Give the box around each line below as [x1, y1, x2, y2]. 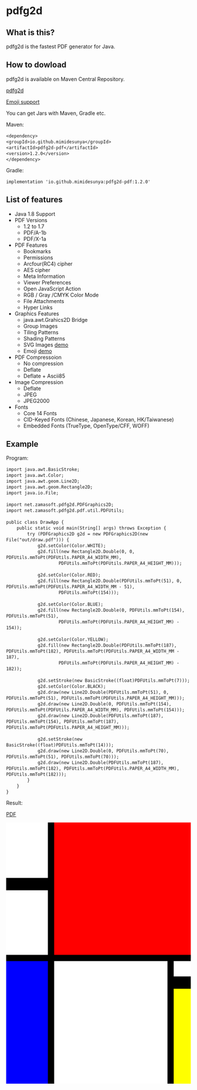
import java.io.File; [6, 490, 59, 496]
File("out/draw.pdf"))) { [6, 537, 69, 543]
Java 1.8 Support [14, 210, 56, 218]
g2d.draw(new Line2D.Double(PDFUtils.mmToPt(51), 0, [37, 690, 169, 695]
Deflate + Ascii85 [23, 372, 66, 379]
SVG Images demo [23, 341, 69, 348]
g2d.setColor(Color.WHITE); [37, 543, 107, 549]
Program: [6, 454, 29, 461]
